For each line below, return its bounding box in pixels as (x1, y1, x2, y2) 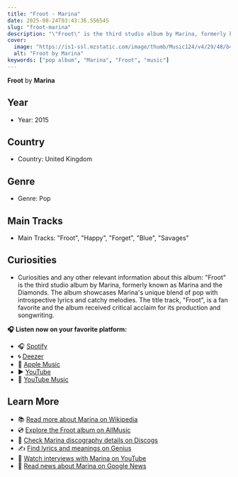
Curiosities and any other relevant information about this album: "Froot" (17, 273, 227, 281)
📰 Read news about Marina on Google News (17, 461, 147, 470)
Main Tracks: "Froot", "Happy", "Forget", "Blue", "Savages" (17, 234, 189, 242)
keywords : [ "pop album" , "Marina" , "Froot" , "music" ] (7, 57, 170, 64)
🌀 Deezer (17, 352, 44, 361)
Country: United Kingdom (17, 155, 93, 163)
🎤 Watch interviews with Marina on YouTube (17, 454, 147, 462)
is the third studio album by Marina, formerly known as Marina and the (17, 280, 223, 289)
